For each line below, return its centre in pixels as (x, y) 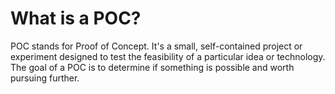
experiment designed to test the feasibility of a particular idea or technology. (168, 56)
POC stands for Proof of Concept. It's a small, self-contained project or (156, 46)
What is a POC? (76, 18)
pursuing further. (45, 78)
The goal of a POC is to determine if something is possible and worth (152, 67)
